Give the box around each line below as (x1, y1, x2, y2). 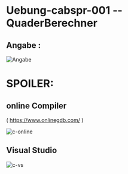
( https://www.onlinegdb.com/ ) (6, 117, 84, 123)
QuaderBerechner (6, 16, 97, 30)
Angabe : (6, 40, 41, 50)
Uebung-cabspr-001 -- (6, 4, 123, 17)
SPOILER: (6, 77, 54, 90)
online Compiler (6, 100, 67, 111)
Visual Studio (6, 145, 57, 155)
